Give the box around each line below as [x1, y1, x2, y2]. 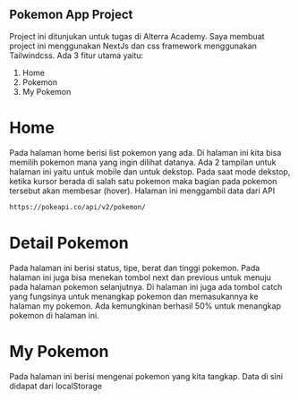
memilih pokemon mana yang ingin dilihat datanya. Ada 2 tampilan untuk [9, 157, 277, 167]
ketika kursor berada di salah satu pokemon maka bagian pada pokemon [9, 175, 278, 186]
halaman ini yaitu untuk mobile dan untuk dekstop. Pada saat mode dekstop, [9, 166, 291, 177]
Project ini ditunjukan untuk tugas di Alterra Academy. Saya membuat [9, 30, 265, 41]
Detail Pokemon [9, 233, 129, 253]
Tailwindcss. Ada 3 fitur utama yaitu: [9, 49, 144, 61]
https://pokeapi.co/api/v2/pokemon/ [9, 202, 146, 211]
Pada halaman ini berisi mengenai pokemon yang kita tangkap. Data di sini [9, 370, 284, 381]
